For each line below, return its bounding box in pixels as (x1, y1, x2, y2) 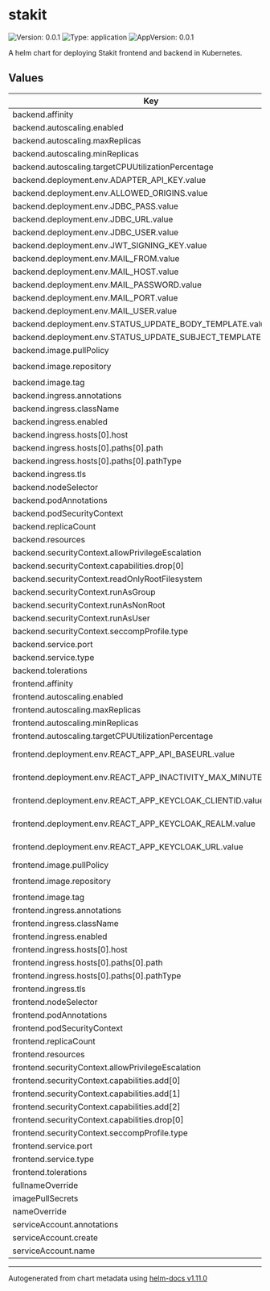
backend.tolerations (12, 665, 88, 676)
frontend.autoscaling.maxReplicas (12, 704, 141, 715)
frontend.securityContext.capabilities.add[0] (12, 1074, 181, 1086)
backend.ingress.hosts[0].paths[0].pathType (12, 455, 182, 467)
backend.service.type (12, 651, 95, 662)
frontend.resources (12, 1048, 85, 1060)
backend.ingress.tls (12, 468, 87, 479)
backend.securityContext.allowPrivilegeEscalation (12, 546, 202, 558)
